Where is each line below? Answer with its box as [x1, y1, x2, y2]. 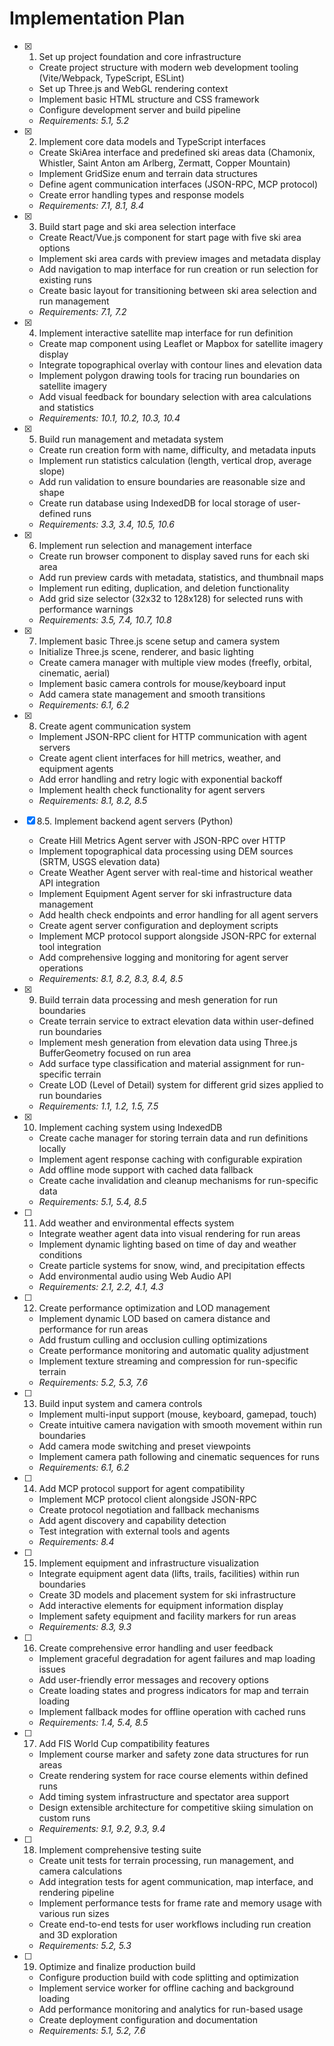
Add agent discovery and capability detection [38, 1514, 227, 1526]
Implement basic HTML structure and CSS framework [38, 93, 260, 105]
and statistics [38, 401, 94, 413]
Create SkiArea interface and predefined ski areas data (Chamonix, [38, 146, 316, 158]
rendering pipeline [38, 1886, 115, 1898]
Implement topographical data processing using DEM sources [38, 845, 294, 857]
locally [38, 1142, 67, 1154]
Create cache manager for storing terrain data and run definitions [38, 1132, 309, 1144]
